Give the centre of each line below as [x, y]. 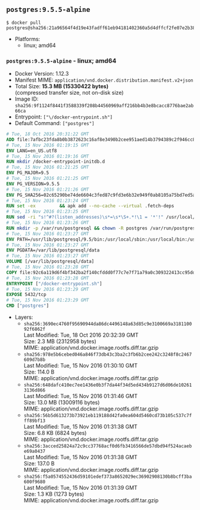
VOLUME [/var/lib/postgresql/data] [50, 262]
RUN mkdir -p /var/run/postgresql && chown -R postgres [77, 228]
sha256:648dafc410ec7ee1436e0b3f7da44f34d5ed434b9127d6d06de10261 [108, 385]
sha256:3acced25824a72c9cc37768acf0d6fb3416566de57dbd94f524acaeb [108, 446]
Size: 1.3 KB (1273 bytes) [54, 494]
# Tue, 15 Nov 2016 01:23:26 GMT [48, 223]
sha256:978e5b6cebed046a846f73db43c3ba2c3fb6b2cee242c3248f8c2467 [108, 354]
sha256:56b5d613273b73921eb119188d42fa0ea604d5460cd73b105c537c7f [108, 416]
